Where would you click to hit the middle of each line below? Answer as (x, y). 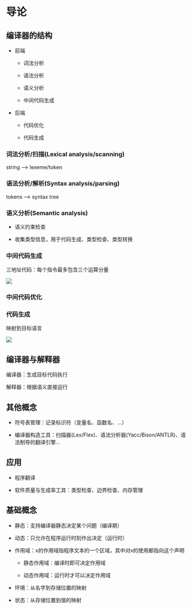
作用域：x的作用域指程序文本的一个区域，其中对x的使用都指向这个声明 (100, 550)
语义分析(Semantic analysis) (47, 213)
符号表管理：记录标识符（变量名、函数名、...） (71, 422)
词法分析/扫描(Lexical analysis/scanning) (65, 154)
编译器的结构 (29, 35)
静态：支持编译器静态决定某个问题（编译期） (68, 525)
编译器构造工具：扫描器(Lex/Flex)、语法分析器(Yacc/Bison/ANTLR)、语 (100, 435)
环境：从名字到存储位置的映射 (50, 587)
